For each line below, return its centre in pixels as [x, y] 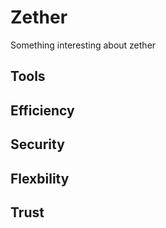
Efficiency [42, 110]
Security [37, 144]
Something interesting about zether [83, 45]
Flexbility [40, 178]
